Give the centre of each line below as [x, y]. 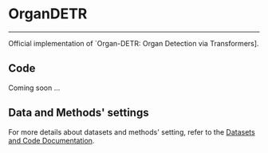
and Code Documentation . [51, 140]
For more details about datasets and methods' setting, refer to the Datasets [132, 131]
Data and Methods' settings [79, 113]
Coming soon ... [34, 88]
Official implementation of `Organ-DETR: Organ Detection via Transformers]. [134, 43]
